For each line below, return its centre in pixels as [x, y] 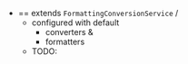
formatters [65, 41]
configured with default [75, 23]
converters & [69, 32]
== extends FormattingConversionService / [98, 13]
